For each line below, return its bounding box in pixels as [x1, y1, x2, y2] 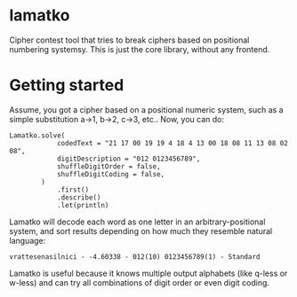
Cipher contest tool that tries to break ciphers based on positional [9, 35, 250, 45]
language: [9, 235, 46, 246]
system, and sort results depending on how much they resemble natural [9, 225, 273, 236]
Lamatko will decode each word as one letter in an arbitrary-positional [9, 216, 266, 227]
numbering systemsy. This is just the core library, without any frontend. [9, 43, 270, 54]
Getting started [9, 75, 124, 96]
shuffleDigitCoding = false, [56, 169, 165, 178]
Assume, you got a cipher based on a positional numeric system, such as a [9, 104, 284, 115]
